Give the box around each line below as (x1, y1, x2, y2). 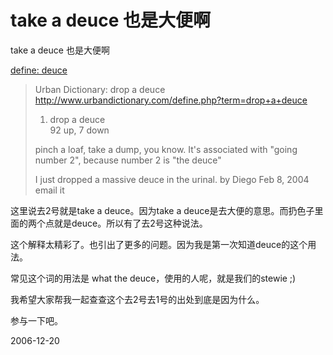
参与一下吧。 (10, 314, 63, 326)
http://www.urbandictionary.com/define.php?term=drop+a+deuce (34, 94, 308, 106)
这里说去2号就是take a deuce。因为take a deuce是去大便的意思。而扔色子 (10, 204, 315, 216)
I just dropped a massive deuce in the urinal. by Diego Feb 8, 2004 (34, 173, 310, 185)
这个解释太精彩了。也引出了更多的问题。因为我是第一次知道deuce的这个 (10, 238, 308, 250)
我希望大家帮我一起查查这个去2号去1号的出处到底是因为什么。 (10, 293, 265, 305)
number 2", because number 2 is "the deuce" (34, 154, 222, 166)
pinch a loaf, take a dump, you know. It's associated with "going (34, 143, 298, 155)
